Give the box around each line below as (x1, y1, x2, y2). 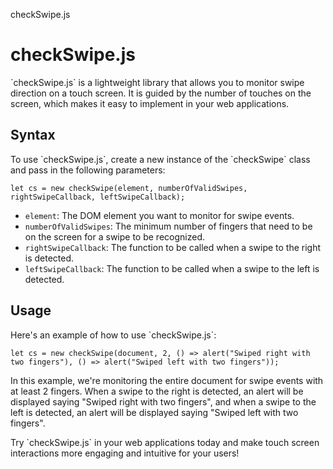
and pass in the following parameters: (10, 164, 166, 176)
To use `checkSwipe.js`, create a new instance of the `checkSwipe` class (10, 153, 311, 165)
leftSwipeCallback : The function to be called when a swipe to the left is (24, 262, 320, 274)
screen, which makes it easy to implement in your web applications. (10, 97, 290, 109)
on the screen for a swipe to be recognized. (24, 230, 205, 243)
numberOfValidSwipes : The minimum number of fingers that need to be (24, 220, 313, 232)
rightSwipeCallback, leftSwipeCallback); (10, 192, 186, 202)
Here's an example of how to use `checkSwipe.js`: (10, 329, 217, 341)
